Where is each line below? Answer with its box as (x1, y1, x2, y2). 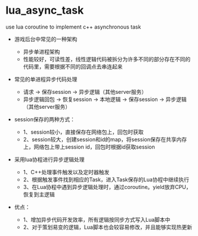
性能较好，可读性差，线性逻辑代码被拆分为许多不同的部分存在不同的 (23, 55, 191, 62)
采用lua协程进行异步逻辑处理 (14, 156, 85, 163)
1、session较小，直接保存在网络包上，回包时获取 (23, 128, 144, 136)
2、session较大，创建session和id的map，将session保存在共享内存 (23, 136, 187, 143)
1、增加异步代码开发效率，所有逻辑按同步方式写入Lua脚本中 (23, 216, 171, 223)
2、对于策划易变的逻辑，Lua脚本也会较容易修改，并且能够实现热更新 (23, 224, 193, 231)
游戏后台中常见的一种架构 (14, 35, 78, 42)
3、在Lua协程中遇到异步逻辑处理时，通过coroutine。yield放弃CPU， (23, 183, 191, 190)
